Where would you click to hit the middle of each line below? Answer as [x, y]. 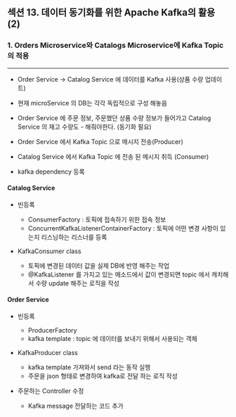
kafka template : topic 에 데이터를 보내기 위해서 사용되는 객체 [113, 339]
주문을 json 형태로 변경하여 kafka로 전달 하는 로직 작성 [103, 376]
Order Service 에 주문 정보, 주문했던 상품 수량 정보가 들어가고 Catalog [114, 117]
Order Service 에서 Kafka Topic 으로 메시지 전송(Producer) [100, 141]
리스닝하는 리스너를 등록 [74, 237]
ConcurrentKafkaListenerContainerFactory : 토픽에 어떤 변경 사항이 [123, 228]
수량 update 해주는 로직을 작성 [77, 283]
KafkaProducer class [48, 353]
